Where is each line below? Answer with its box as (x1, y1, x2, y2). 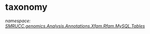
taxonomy (5, 1, 48, 13)
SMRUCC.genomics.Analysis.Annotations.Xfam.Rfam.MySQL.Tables (5, 23, 145, 29)
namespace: (5, 18, 31, 24)
